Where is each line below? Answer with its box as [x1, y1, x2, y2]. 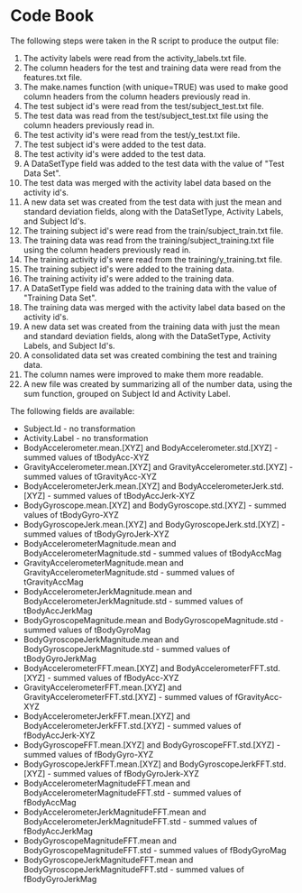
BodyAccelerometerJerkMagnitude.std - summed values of [23, 595, 243, 606]
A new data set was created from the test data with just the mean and [23, 196, 282, 207]
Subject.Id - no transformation [23, 423, 136, 434]
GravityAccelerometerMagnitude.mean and [23, 557, 184, 568]
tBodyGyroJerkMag [23, 653, 97, 664]
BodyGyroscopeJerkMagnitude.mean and [23, 633, 179, 645]
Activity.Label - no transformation [23, 432, 149, 443]
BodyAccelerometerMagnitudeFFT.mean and [23, 778, 191, 788]
